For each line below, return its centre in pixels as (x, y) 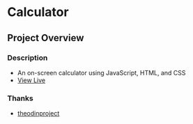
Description (28, 58)
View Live (31, 80)
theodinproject (38, 114)
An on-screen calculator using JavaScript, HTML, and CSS (101, 72)
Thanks (20, 98)
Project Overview (46, 38)
